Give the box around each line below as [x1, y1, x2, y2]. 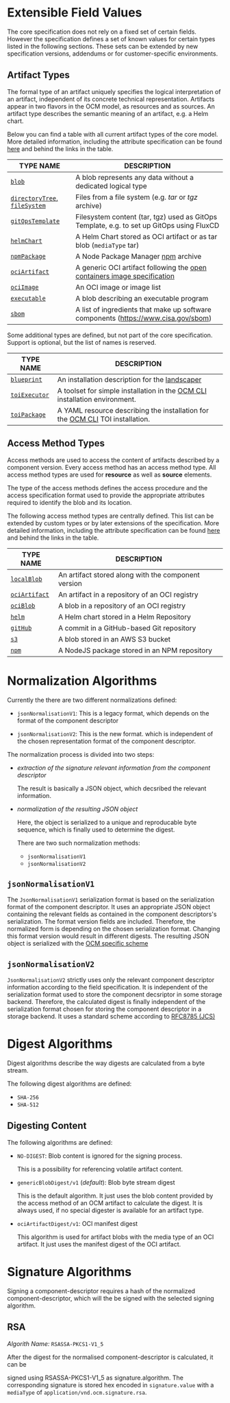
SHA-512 [16, 1102, 39, 1108]
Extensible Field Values [7, 5, 142, 21]
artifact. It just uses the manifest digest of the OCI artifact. [16, 1240, 181, 1248]
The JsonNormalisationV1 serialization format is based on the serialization [7, 896, 214, 904]
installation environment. [57, 394, 137, 404]
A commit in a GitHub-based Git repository [57, 623, 196, 632]
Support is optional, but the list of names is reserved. [7, 338, 157, 346]
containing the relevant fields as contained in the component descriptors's [7, 910, 217, 918]
